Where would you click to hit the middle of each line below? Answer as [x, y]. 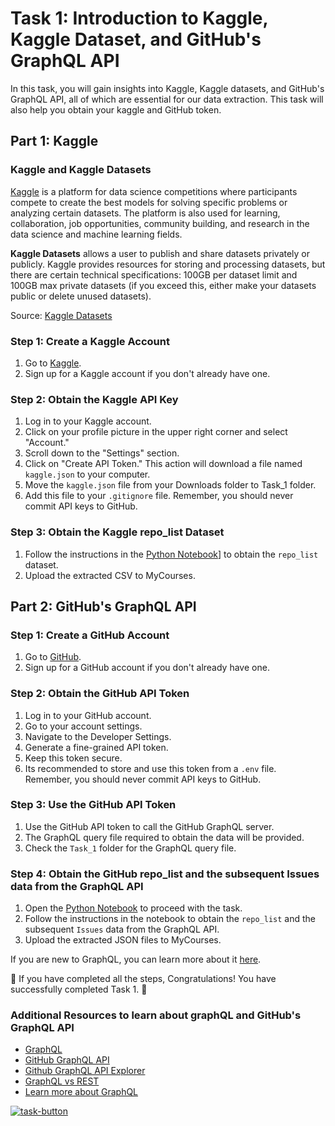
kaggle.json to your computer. [87, 474]
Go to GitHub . [53, 657]
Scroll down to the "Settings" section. [102, 453]
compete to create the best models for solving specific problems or [149, 202]
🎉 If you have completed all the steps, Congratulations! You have [143, 979]
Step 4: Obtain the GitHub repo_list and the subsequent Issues [165, 874]
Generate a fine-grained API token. [96, 747]
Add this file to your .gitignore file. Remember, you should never [159, 496]
